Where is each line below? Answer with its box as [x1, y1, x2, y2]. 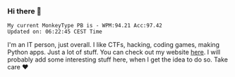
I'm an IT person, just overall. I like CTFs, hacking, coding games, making [7, 41, 220, 49]
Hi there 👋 [7, 6, 42, 16]
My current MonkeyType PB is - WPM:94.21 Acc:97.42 [7, 22, 162, 29]
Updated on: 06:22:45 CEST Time [7, 28, 102, 36]
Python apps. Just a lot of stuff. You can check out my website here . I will [7, 48, 221, 57]
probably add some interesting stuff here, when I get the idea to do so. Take [7, 55, 228, 64]
